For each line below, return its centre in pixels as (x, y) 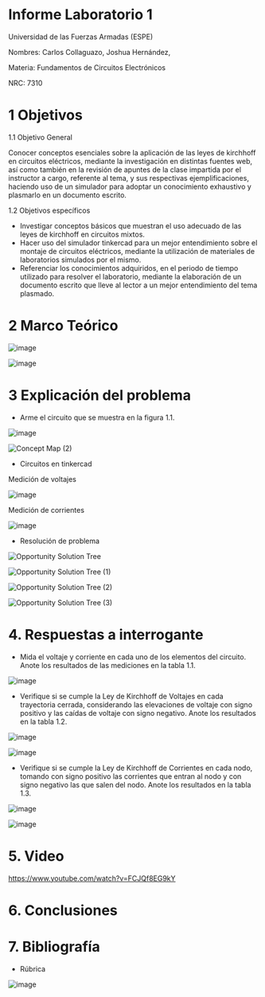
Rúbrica (33, 968)
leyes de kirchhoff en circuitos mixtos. (82, 234)
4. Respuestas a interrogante (106, 634)
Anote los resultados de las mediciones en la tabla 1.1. (108, 665)
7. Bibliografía (55, 947)
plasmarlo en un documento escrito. (68, 195)
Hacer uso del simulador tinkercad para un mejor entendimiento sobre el (138, 242)
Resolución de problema (60, 541)
